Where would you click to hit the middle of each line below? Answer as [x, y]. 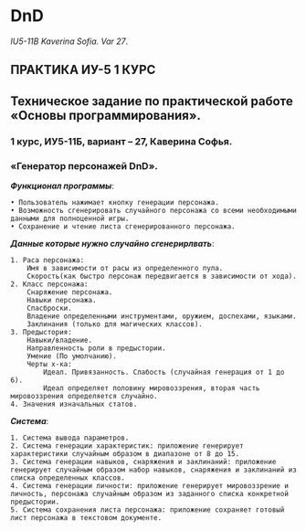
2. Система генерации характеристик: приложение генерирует [127, 446]
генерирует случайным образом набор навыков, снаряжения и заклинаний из [154, 470]
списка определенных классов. [68, 478]
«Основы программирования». [106, 115]
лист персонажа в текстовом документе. [86, 517]
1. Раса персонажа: [47, 260]
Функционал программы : [63, 186]
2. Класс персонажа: [50, 284]
